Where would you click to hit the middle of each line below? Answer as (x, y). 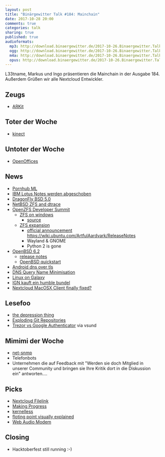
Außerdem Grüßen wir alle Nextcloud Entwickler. (54, 79)
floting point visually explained (43, 417)
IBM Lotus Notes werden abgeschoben (52, 194)
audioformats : (20, 42)
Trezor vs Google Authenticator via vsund (54, 326)
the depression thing (33, 315)
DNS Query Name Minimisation (43, 272)
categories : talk (23, 28)
